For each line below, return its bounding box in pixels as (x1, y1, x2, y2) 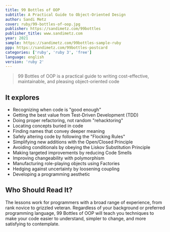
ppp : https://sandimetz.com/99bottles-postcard (5, 45, 108, 50)
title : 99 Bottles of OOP (5, 7, 60, 13)
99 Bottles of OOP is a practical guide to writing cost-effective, (17, 73, 149, 79)
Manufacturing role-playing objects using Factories (12, 161, 120, 167)
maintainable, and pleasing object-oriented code (17, 79, 120, 85)
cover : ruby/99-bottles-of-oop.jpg (5, 21, 81, 27)
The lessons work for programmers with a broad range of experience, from (5, 199, 162, 205)
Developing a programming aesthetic (12, 171, 90, 177)
